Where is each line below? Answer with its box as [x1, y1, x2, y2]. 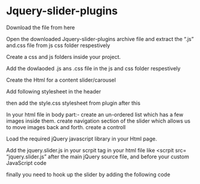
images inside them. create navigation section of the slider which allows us [6, 117, 191, 124]
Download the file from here [6, 24, 75, 31]
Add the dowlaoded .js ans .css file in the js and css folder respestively [6, 64, 181, 72]
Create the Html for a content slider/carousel [6, 76, 116, 83]
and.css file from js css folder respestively [6, 42, 110, 49]
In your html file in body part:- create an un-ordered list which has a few [6, 111, 184, 118]
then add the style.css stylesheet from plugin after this [6, 99, 141, 107]
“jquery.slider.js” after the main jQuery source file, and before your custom [6, 153, 189, 160]
